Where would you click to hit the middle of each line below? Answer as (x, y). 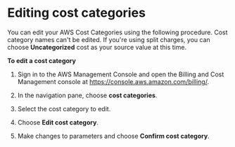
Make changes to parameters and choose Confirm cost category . (113, 136)
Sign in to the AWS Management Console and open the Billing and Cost (121, 74)
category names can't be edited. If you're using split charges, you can (109, 39)
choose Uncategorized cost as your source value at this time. (97, 47)
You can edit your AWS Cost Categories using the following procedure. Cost (118, 32)
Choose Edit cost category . (58, 122)
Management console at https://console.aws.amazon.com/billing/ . (113, 81)
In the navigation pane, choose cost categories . (87, 95)
